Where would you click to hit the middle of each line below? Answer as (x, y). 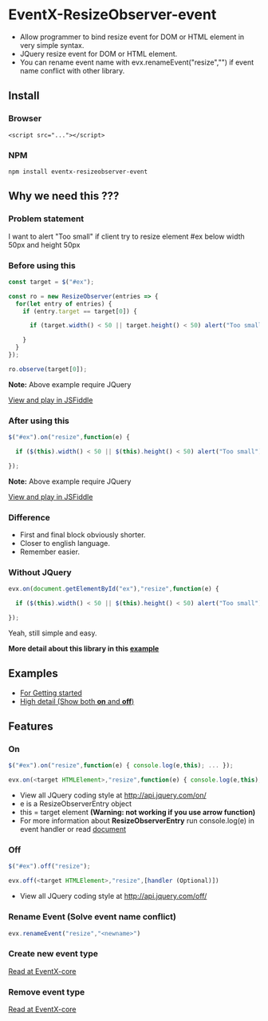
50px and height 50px (44, 244)
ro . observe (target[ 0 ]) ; (48, 369)
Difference (29, 517)
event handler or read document (73, 829)
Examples (33, 673)
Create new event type (53, 954)
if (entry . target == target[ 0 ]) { (80, 311)
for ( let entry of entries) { (64, 304)
